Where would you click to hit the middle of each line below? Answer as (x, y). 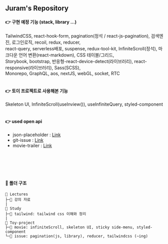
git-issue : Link (28, 140)
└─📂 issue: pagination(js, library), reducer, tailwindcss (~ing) (77, 236)
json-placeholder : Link (36, 135)
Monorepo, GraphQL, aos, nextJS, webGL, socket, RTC (63, 73)
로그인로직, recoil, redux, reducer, (46, 42)
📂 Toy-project (20, 223)
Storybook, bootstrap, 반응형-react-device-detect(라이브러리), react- (76, 61)
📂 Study (13, 208)
